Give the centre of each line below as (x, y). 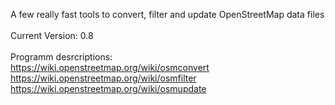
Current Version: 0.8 (52, 35)
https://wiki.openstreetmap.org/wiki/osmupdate (108, 88)
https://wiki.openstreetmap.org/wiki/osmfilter (103, 78)
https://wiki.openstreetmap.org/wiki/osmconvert (110, 67)
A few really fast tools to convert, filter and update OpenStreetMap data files (167, 14)
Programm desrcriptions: (61, 57)
